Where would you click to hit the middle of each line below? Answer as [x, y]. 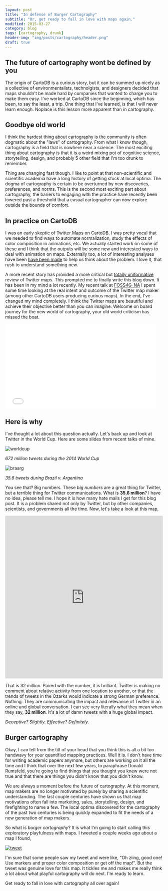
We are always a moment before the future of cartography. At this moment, [82, 786]
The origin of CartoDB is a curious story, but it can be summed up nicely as [82, 83]
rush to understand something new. [42, 265]
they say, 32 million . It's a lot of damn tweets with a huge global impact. [79, 712]
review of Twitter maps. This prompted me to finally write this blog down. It [82, 280]
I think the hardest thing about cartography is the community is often [76, 137]
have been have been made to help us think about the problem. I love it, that [83, 260]
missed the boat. [22, 317]
